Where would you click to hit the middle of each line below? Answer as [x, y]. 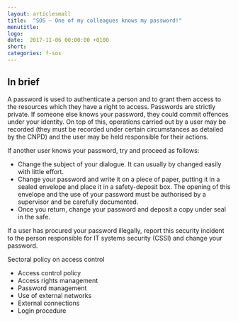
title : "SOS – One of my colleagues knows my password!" [95, 21]
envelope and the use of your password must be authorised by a [112, 194]
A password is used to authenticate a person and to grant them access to [114, 99]
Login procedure [42, 310]
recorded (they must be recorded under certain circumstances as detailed [115, 129]
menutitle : [23, 27]
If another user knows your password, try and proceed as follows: [103, 150]
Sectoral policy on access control [56, 259]
